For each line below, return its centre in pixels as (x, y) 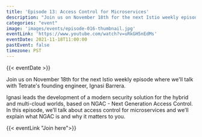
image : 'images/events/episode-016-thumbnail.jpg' (71, 28)
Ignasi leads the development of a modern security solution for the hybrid (97, 97)
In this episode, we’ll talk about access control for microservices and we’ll (97, 110)
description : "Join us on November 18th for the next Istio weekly (93, 17)
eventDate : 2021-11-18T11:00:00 (47, 39)
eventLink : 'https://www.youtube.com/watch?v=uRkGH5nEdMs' (82, 34)
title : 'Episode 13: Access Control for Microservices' (78, 12)
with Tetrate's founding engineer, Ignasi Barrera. (66, 86)
